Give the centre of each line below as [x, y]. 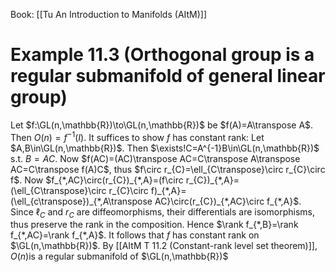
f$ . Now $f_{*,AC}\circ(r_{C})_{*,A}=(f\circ [97, 180]
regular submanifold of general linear [168, 76]
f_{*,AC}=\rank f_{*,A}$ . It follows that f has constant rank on [135, 235]
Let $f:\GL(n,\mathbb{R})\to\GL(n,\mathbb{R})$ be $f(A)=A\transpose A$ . [162, 125]
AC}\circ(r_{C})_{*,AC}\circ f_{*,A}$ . [228, 201]
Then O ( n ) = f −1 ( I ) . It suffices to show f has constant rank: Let [137, 136]
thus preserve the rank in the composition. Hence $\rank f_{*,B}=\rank [154, 225]
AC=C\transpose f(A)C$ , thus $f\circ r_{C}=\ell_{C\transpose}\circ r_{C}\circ [168, 169]
